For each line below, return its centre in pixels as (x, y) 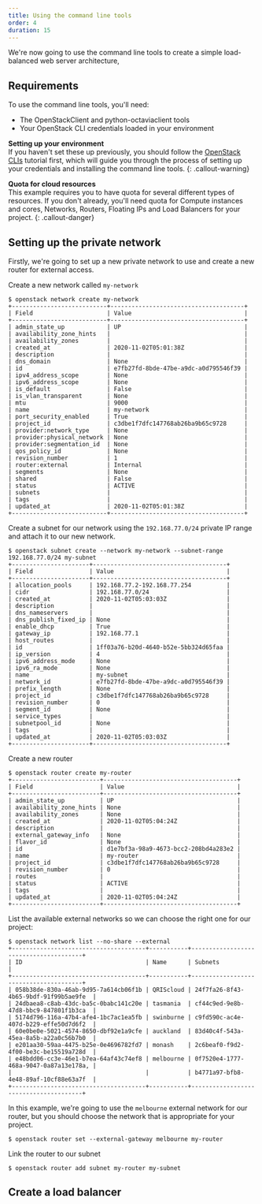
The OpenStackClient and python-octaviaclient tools (105, 120)
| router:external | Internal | (128, 465)
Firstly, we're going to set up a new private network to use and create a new (131, 261)
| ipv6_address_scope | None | (128, 382)
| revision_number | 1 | (128, 458)
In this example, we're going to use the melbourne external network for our (128, 1108)
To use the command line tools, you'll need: (79, 105)
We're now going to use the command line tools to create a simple (115, 53)
